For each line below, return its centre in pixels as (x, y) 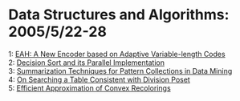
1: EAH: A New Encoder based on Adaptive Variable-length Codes (117, 54)
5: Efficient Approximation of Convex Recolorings (89, 88)
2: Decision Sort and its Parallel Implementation (86, 63)
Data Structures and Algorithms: (119, 15)
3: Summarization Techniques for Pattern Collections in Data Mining (120, 71)
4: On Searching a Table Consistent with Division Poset (99, 79)
